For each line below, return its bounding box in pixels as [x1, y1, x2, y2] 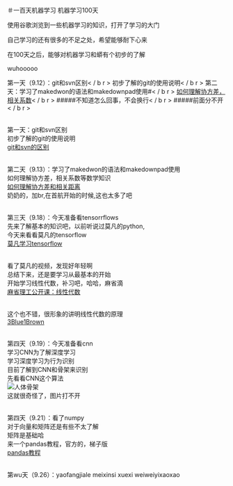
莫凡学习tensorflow [7, 239, 63, 248]
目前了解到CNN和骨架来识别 [7, 366, 88, 373]
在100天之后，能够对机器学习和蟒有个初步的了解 [7, 51, 146, 58]
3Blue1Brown [7, 318, 45, 325]
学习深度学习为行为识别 [7, 357, 74, 365]
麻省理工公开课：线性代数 [7, 288, 81, 295]
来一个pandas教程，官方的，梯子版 [7, 440, 108, 448]
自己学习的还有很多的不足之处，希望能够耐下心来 [7, 35, 147, 44]
